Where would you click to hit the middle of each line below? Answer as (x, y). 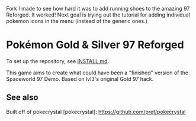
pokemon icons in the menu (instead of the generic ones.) (77, 21)
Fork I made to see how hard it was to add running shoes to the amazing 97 (98, 9)
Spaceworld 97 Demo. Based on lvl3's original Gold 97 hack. (80, 79)
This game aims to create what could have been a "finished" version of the (97, 73)
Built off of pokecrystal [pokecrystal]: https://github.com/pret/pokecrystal (96, 112)
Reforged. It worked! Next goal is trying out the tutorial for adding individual (98, 15)
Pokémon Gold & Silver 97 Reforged (95, 45)
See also (22, 98)
